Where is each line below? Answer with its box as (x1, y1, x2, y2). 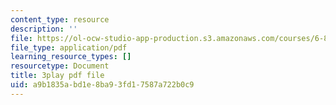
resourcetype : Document (10, 61, 110, 71)
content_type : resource (10, 14, 110, 25)
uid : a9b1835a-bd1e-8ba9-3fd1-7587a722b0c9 (10, 80, 195, 90)
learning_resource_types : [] (10, 52, 132, 62)
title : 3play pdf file (10, 71, 105, 81)
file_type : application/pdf (10, 42, 128, 53)
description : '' (10, 24, 78, 34)
